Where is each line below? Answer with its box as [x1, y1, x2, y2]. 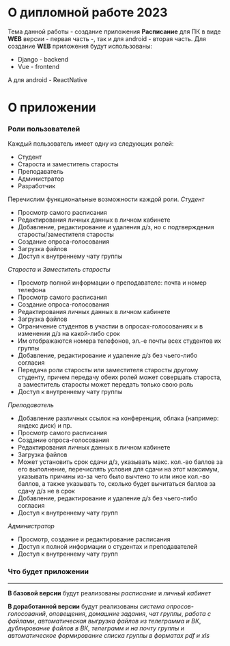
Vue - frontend [17, 62, 60, 70]
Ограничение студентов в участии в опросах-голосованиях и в [17, 322, 203, 331]
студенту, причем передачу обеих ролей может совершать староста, [17, 373, 222, 381]
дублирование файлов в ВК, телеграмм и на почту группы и [8, 624, 185, 632]
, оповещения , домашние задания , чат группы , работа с [45, 609, 211, 617]
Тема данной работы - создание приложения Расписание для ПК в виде [8, 27, 221, 36]
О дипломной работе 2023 [8, 5, 168, 21]
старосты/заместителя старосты [17, 231, 115, 239]
